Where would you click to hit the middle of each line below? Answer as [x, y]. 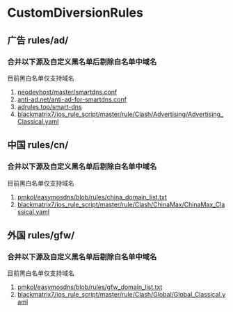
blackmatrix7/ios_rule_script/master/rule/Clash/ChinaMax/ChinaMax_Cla [121, 204]
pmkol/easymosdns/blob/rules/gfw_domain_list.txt [90, 287]
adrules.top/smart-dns [49, 106]
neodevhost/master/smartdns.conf [67, 92]
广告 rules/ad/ [38, 40]
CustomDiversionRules [75, 13]
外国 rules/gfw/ [41, 235]
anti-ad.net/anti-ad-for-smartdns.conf [72, 99]
